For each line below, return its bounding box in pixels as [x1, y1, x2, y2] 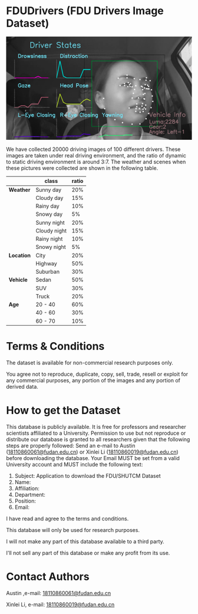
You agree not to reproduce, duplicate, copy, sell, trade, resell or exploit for [6, 370, 189, 378]
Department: [14, 491, 46, 498]
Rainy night [35, 235, 63, 242]
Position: [14, 497, 37, 505]
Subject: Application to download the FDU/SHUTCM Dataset [14, 472, 161, 480]
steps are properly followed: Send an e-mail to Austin [6, 442, 136, 449]
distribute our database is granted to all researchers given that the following [6, 436, 190, 443]
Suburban [35, 268, 60, 275]
